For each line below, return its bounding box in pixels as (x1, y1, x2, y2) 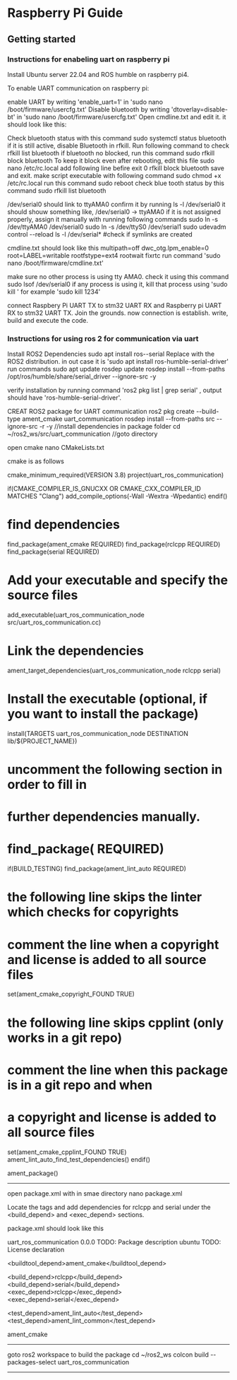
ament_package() (7, 1169, 59, 1177)
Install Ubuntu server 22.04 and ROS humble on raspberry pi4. (7, 70, 189, 78)
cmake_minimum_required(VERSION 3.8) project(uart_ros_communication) (7, 471, 224, 480)
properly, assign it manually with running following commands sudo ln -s (7, 215, 219, 223)
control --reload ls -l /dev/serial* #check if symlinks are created (7, 230, 193, 238)
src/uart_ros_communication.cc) (7, 618, 102, 626)
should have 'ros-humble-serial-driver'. (7, 393, 122, 402)
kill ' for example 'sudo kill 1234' (7, 287, 101, 296)
